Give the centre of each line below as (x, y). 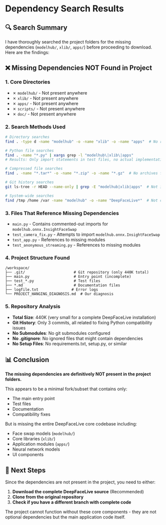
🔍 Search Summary (36, 27)
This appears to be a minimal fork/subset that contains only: (66, 389)
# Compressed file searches (34, 169)
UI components (28, 455)
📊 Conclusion (27, 360)
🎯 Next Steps (25, 470)
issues (19, 328)
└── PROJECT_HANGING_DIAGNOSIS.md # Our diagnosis (59, 294)
